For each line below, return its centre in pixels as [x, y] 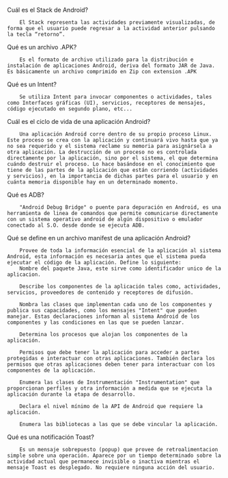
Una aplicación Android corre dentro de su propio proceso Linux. [116, 134]
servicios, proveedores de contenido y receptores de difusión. [100, 292]
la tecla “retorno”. [37, 34]
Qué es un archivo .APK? [42, 47]
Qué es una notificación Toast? [51, 437]
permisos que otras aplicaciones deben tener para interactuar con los [111, 364]
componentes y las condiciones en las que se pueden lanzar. [96, 323]
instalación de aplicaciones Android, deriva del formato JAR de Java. [111, 66]
